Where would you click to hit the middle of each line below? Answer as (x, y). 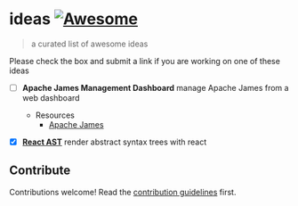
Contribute (40, 171)
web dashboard (51, 98)
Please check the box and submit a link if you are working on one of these (145, 61)
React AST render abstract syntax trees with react (114, 142)
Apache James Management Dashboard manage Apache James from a (155, 87)
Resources (55, 115)
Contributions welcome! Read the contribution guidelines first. (123, 192)
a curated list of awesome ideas (89, 44)
